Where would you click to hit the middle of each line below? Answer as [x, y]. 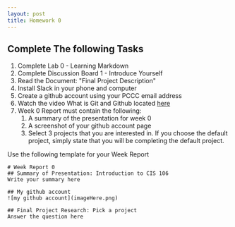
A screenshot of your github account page [90, 126]
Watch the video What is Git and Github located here [94, 104]
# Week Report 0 [31, 167]
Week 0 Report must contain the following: [79, 111]
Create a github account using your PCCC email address [100, 96]
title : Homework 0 [34, 20]
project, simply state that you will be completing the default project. [126, 141]
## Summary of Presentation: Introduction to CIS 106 [88, 173]
